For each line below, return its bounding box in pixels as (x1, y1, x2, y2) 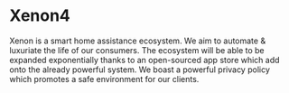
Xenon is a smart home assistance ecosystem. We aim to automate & (9, 35, 266, 46)
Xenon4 (9, 5, 70, 26)
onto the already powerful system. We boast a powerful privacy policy (9, 64, 271, 75)
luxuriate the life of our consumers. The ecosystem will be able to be (9, 44, 265, 55)
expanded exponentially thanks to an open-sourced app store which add (9, 54, 280, 65)
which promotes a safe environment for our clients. (9, 73, 200, 84)
